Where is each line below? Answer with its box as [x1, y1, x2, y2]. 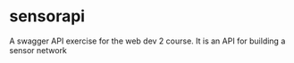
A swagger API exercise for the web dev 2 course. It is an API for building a [9, 35, 286, 46]
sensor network [9, 44, 67, 55]
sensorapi [9, 6, 86, 27]
